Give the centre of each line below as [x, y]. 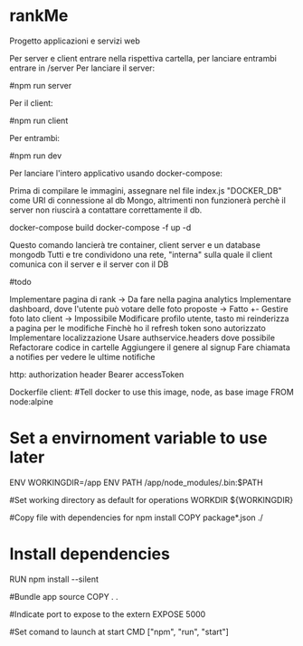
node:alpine [32, 401]
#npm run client [39, 120]
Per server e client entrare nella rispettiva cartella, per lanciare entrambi [143, 58]
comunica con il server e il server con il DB [89, 264]
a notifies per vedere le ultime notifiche [82, 356]
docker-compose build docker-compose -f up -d [100, 227]
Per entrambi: [35, 138]
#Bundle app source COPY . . [64, 596]
